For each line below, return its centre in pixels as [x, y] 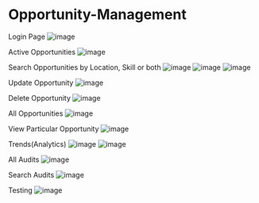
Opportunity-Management [97, 15]
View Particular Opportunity [54, 128]
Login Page [27, 36]
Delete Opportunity [40, 98]
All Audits [24, 159]
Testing [21, 190]
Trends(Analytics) [37, 144]
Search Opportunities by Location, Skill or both [85, 67]
